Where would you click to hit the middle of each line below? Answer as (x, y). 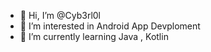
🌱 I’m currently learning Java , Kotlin (94, 36)
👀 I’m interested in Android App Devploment (110, 26)
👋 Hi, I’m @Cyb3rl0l (60, 15)
